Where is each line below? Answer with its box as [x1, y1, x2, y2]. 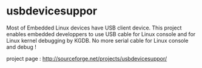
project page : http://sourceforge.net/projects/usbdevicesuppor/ [6, 55, 167, 62]
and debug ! [6, 43, 36, 51]
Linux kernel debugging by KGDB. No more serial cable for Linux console [6, 37, 189, 44]
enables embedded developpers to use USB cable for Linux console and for [6, 30, 196, 37]
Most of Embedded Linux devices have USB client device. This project [6, 24, 182, 31]
